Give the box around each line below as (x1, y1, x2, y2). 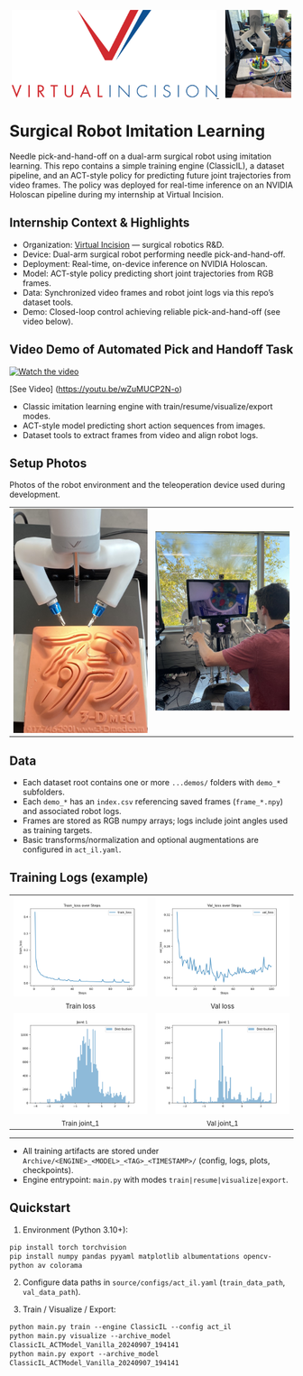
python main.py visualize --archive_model (9, 1331, 171, 1340)
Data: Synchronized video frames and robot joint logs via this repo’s (22, 287, 274, 298)
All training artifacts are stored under (22, 1145, 160, 1156)
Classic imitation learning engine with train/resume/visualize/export (22, 400, 273, 411)
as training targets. (22, 825, 93, 835)
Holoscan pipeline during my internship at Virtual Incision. (9, 188, 224, 199)
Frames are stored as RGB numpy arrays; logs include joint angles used (22, 815, 289, 826)
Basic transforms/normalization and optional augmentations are (22, 835, 259, 845)
